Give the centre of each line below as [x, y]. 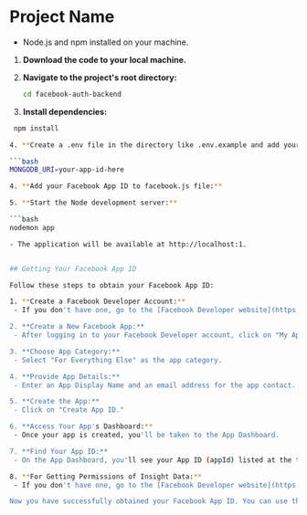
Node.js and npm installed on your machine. [106, 42]
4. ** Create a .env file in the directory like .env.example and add [145, 145]
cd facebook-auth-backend [72, 94]
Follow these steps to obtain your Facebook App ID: [112, 285]
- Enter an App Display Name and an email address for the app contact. [155, 385]
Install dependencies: [65, 111]
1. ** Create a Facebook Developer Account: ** [97, 302]
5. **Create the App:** [55, 402]
